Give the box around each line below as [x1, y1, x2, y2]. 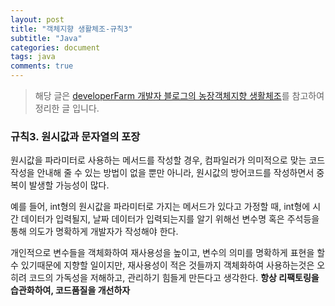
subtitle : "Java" [10, 33, 83, 43]
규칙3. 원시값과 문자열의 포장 [10, 129, 141, 143]
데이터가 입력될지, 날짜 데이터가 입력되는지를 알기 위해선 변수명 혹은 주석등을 [20, 213, 320, 225]
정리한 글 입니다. [34, 102, 100, 114]
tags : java [10, 52, 56, 62]
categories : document [10, 42, 101, 53]
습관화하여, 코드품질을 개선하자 [10, 284, 131, 296]
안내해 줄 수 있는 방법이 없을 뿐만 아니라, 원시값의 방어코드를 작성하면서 [36, 167, 315, 179]
